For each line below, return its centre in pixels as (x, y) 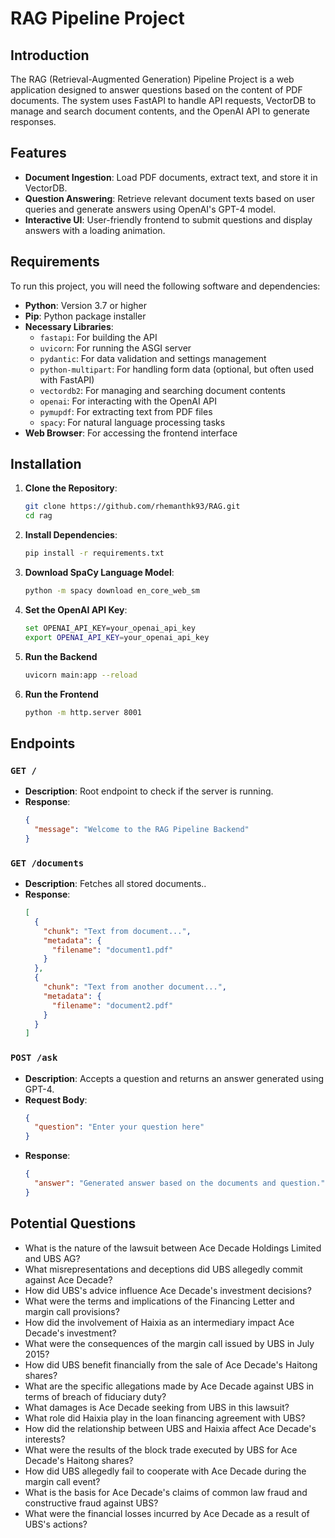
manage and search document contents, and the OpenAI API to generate (160, 111)
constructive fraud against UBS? (91, 1503)
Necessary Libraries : (69, 326)
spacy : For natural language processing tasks (132, 422)
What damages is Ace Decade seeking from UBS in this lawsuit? (157, 1407)
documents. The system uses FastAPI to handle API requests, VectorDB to (163, 100)
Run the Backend (61, 656)
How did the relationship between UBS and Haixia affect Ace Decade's (170, 1428)
